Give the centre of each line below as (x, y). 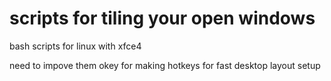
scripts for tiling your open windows (162, 18)
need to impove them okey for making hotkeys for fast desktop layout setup (165, 65)
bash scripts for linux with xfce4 (75, 46)
